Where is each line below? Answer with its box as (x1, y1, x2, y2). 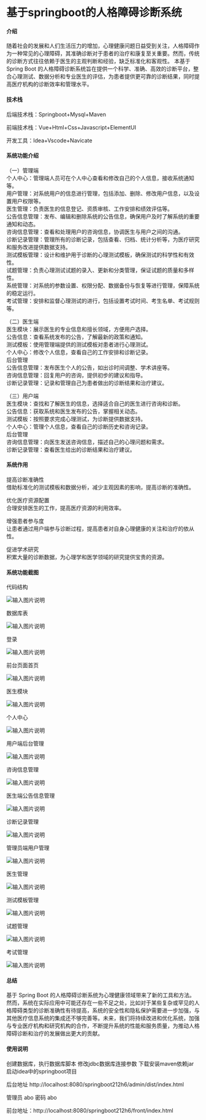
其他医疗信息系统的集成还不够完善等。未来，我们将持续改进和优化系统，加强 (6, 1014, 200, 1022)
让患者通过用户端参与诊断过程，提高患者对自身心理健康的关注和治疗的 (6, 525, 184, 532)
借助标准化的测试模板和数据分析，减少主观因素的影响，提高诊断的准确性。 (6, 484, 194, 491)
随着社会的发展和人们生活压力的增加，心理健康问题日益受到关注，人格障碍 (6, 42, 194, 50)
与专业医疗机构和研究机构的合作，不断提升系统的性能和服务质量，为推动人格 (6, 1022, 200, 1030)
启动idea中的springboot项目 (6, 1067, 77, 1075)
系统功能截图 (6, 568, 39, 576)
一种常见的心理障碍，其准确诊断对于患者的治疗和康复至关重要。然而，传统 (11, 50, 200, 57)
